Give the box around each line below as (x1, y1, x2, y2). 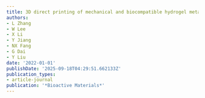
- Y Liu (6, 54, 26, 60)
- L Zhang (6, 20, 32, 26)
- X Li (6, 32, 23, 38)
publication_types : (6, 71, 56, 77)
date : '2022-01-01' (6, 60, 56, 66)
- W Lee (6, 26, 26, 32)
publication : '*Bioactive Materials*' (6, 83, 105, 89)
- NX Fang (6, 43, 32, 49)
